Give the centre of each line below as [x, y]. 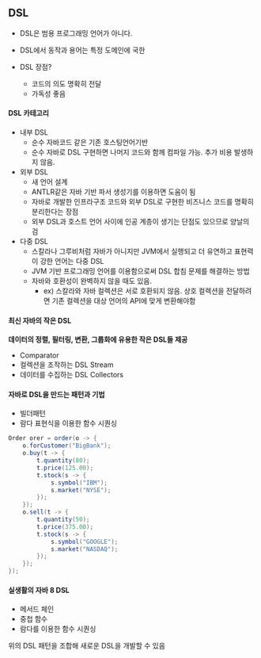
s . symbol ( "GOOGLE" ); [84, 541]
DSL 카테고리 [29, 113]
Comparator [39, 355]
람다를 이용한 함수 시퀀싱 [58, 629]
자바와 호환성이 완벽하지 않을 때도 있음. [92, 281]
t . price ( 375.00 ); [65, 526]
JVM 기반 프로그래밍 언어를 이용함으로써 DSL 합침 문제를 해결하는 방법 [141, 271]
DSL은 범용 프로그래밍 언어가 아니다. [76, 33]
